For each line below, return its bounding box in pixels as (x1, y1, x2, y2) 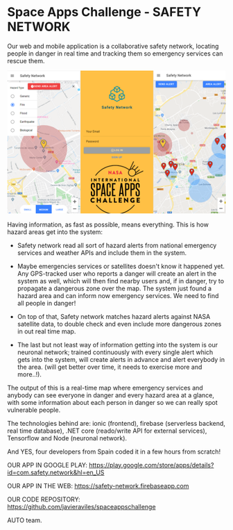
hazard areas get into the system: (7, 227, 103, 236)
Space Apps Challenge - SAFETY (7, 4, 201, 20)
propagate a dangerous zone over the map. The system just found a (17, 284, 212, 292)
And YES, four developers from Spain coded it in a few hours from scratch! (7, 447, 221, 456)
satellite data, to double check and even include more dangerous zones (17, 320, 222, 328)
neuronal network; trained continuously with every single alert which (17, 348, 214, 356)
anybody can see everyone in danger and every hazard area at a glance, (7, 390, 215, 399)
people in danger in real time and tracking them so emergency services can (7, 49, 223, 58)
